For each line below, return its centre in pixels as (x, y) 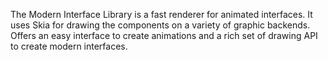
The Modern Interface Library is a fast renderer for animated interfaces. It (161, 14)
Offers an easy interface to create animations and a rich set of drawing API (164, 35)
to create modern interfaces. (69, 46)
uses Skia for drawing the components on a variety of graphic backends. (160, 25)
